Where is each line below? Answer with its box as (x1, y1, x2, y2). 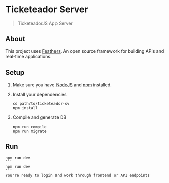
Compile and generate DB (12, 114, 67, 120)
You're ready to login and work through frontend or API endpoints (5, 173, 150, 178)
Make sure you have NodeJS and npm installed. (12, 82, 112, 88)
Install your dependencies (12, 91, 67, 97)
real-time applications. (5, 53, 52, 59)
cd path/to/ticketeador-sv (12, 101, 70, 106)
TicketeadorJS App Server (17, 20, 73, 26)
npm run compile (12, 124, 47, 129)
